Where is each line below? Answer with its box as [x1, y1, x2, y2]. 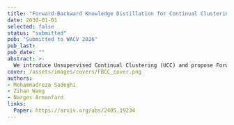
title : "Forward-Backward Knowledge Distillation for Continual [7, 10, 198, 17]
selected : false [7, 23, 54, 30]
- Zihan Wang [7, 87, 45, 94]
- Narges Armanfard [7, 94, 64, 101]
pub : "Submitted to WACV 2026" [7, 36, 98, 43]
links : [7, 101, 26, 108]
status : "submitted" [7, 29, 68, 37]
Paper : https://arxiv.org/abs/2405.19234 [13, 107, 136, 114]
